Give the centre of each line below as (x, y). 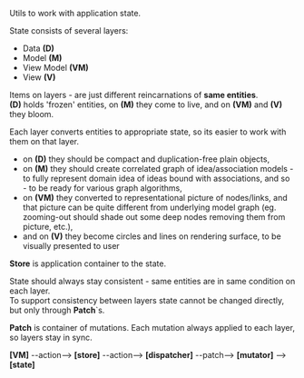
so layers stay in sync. (51, 337)
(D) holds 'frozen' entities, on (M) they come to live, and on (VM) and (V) (146, 104)
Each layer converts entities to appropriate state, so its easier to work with (148, 132)
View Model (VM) (55, 68)
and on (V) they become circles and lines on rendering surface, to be (152, 236)
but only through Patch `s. (57, 310)
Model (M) (42, 58)
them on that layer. (44, 141)
